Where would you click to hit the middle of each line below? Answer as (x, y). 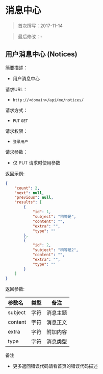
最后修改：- (30, 36)
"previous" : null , (34, 198)
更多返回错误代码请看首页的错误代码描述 (55, 366)
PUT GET (20, 121)
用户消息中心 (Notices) (41, 54)
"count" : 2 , (27, 188)
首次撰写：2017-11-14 (40, 26)
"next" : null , (29, 193)
